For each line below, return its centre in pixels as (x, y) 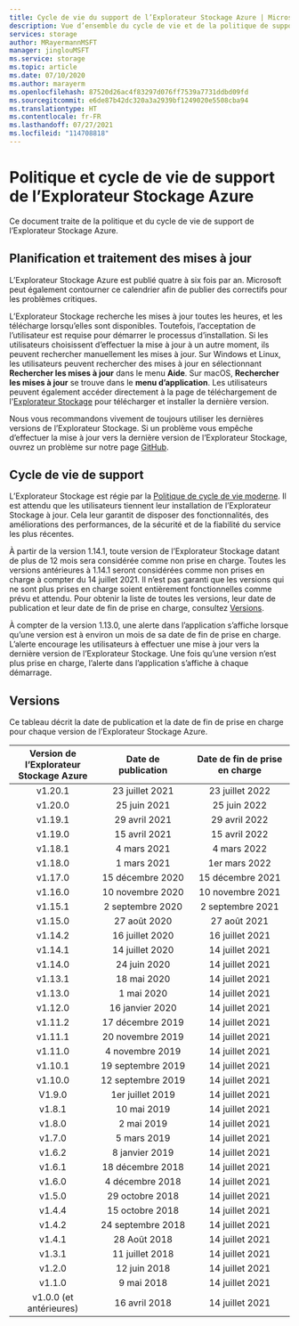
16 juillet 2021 (240, 936)
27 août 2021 (240, 921)
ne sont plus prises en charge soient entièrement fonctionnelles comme (141, 590)
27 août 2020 (143, 921)
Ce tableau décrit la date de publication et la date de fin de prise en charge (146, 722)
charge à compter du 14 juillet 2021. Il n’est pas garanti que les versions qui (147, 580)
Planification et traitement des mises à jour (130, 259)
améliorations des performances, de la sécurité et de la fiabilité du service (145, 525)
